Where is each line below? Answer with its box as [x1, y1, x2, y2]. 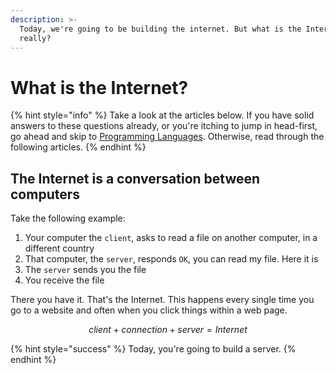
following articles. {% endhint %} [10, 141, 147, 153]
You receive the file [24, 274, 105, 286]
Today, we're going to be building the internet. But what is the [19, 24, 302, 34]
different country [24, 242, 95, 255]
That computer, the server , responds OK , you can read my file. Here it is [24, 253, 319, 265]
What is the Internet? [10, 76, 189, 99]
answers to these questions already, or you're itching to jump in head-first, [10, 120, 318, 132]
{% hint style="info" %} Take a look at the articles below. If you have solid [10, 109, 315, 121]
